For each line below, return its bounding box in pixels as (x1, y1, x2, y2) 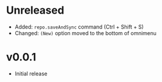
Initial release (14, 70, 47, 77)
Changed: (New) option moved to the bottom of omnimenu (14, 29, 157, 36)
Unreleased (6, 4, 65, 17)
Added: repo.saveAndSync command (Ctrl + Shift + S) (14, 23, 144, 30)
